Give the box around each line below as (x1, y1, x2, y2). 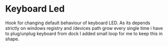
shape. (5, 36, 20, 42)
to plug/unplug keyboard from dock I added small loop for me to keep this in (5, 30, 163, 36)
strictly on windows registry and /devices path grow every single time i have (5, 25, 163, 31)
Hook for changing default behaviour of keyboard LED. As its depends (5, 20, 150, 26)
